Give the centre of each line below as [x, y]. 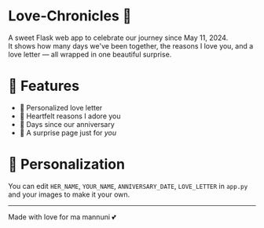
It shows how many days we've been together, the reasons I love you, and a [131, 45]
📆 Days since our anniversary [67, 124]
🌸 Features [44, 86]
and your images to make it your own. [69, 194]
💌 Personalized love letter [61, 107]
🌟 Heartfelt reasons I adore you [70, 116]
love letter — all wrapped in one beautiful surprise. [90, 54]
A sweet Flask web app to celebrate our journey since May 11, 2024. [118, 38]
